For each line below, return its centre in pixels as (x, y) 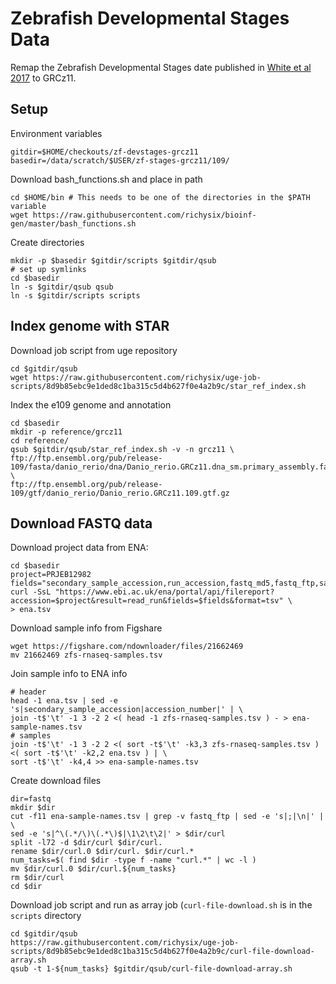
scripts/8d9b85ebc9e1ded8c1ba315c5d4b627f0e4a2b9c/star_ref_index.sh (158, 386)
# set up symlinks (48, 269)
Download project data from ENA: (79, 548)
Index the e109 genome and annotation (91, 404)
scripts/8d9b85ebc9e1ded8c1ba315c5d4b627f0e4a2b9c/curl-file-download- (162, 952)
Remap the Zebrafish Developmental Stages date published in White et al (161, 67)
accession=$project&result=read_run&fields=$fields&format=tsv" (147, 601)
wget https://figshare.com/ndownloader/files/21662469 (127, 647)
